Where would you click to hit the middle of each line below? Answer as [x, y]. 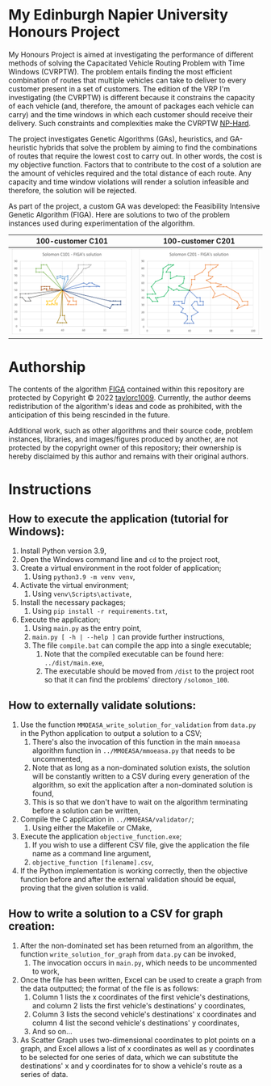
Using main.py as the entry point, [87, 628]
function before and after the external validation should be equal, [128, 880]
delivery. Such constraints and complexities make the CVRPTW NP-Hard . [130, 123]
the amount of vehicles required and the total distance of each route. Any [130, 173]
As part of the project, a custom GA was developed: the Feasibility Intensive [134, 206]
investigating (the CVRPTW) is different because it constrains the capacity [132, 97]
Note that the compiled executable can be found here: [134, 654]
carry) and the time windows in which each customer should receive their [131, 114]
